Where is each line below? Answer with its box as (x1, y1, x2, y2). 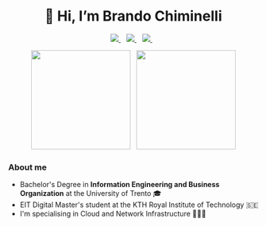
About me (8, 162, 48, 173)
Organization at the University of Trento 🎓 (19, 189, 162, 198)
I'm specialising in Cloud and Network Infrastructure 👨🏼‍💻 (19, 209, 206, 219)
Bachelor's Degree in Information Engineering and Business (19, 180, 220, 190)
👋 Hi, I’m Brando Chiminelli (44, 7, 222, 25)
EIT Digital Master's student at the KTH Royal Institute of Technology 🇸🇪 (19, 200, 259, 209)
